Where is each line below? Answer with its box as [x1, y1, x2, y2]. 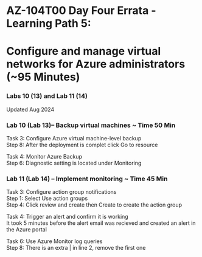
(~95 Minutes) [6, 70, 80, 84]
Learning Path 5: [6, 16, 91, 30]
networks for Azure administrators [6, 57, 186, 71]
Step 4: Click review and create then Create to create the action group [6, 201, 183, 208]
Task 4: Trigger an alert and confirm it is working [6, 213, 129, 221]
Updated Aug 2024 [6, 106, 55, 113]
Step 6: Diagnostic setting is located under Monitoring [6, 159, 142, 166]
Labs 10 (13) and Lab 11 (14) [6, 92, 88, 100]
